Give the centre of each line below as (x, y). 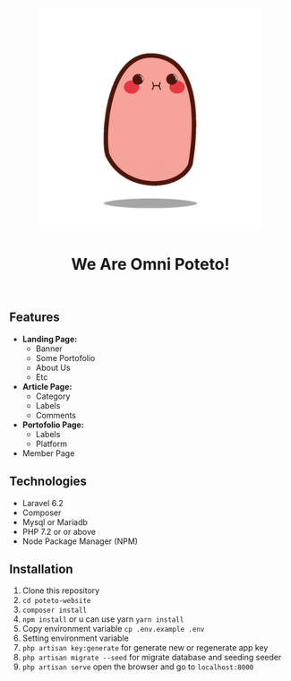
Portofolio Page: (53, 425)
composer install (55, 611)
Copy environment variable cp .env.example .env (113, 629)
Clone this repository (61, 590)
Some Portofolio (65, 358)
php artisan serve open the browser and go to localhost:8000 (138, 667)
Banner (49, 349)
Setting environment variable (76, 638)
